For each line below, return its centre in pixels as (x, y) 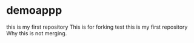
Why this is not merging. (37, 33)
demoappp (34, 10)
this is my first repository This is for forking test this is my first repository (97, 27)
